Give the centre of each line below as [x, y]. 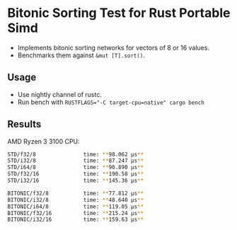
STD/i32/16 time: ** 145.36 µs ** [75, 181]
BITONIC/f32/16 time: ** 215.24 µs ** [75, 213]
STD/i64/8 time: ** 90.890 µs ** [75, 168]
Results [24, 124]
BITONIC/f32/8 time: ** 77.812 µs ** [75, 193]
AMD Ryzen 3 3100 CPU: [44, 141]
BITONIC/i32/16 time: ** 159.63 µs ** [75, 220]
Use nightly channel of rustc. [60, 94]
